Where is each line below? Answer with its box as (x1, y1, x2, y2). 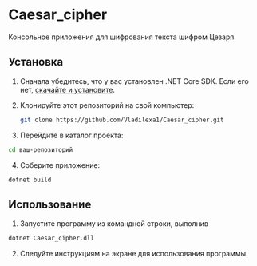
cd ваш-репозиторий (8, 145, 73, 153)
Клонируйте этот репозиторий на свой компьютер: (19, 100, 195, 109)
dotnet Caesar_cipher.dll (8, 234, 94, 243)
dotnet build (8, 176, 52, 184)
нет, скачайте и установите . (19, 85, 116, 94)
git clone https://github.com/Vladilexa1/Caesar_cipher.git (19, 116, 224, 124)
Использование (8, 197, 92, 211)
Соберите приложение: (19, 160, 101, 169)
